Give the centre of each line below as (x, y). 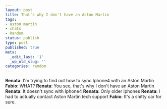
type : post (17, 43)
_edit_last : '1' (27, 57)
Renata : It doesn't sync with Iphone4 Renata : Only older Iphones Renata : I (83, 91)
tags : (11, 19)
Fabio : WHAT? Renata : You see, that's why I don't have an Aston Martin (80, 86)
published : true (22, 47)
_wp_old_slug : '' (28, 62)
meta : (11, 52)
